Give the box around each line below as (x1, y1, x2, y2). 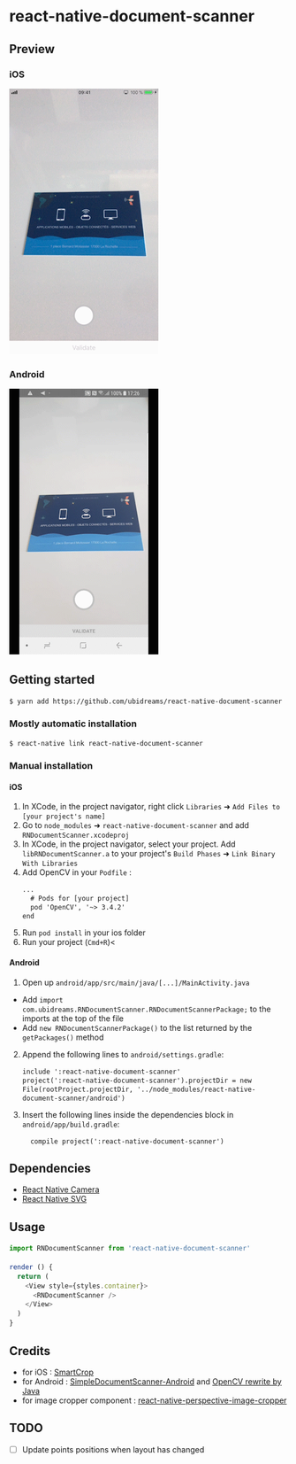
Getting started (9, 671, 95, 687)
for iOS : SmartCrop (21, 1367, 95, 1377)
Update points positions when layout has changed (21, 1444, 205, 1454)
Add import (21, 994, 64, 1004)
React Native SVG (21, 1194, 87, 1205)
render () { (9, 1262, 53, 1272)
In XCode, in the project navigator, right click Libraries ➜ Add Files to (21, 802, 281, 812)
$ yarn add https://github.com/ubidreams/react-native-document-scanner (9, 697, 283, 706)
